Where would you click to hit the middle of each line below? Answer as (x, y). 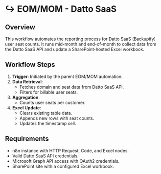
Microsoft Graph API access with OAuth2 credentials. (66, 161)
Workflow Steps (30, 65)
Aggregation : (26, 97)
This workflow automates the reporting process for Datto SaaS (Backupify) (80, 39)
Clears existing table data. (46, 113)
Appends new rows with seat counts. (57, 118)
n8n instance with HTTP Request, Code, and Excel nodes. (70, 150)
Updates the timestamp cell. (48, 123)
